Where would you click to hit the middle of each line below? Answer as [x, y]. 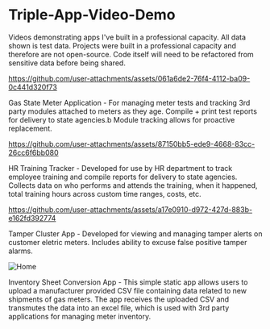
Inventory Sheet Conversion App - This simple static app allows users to [128, 282]
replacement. [30, 128]
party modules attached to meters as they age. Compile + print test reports [133, 111]
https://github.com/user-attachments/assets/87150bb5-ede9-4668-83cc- [132, 144]
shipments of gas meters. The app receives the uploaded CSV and [119, 299]
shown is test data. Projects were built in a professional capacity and [122, 45]
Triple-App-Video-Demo [92, 15]
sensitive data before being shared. [67, 63]
